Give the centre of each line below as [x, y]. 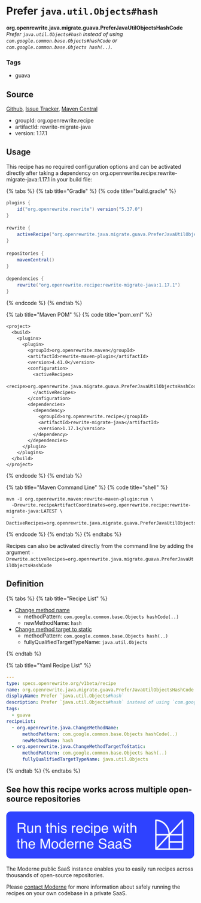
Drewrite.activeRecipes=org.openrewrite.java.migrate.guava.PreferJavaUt [100, 559]
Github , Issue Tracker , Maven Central [52, 109]
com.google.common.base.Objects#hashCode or [62, 40]
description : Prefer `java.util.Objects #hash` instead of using [88, 702]
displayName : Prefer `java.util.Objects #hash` [65, 696]
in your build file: [71, 179]
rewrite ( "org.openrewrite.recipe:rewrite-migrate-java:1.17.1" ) [99, 285]
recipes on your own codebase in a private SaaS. [67, 893]
